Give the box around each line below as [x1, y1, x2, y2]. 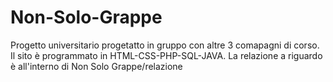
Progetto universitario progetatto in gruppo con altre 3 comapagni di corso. [10, 39, 320, 51]
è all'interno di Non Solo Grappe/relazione [10, 60, 183, 72]
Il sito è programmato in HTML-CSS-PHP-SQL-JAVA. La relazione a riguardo [10, 49, 323, 61]
